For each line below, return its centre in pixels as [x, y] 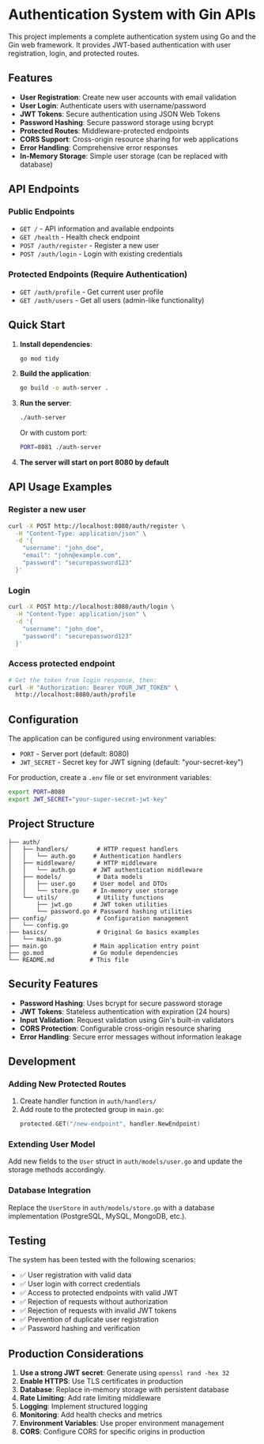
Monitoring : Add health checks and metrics [91, 1415]
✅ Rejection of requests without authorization [94, 1302]
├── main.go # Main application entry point [104, 946]
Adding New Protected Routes [67, 1084]
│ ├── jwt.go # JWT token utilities [88, 904]
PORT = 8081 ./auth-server [60, 447]
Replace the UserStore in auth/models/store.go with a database [111, 1208]
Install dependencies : [56, 344]
